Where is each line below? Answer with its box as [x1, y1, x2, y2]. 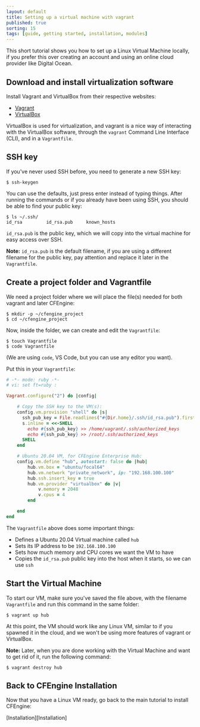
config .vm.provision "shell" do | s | [17, 409, 108, 415]
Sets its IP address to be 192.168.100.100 [14, 542, 116, 549]
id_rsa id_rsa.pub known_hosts [6, 219, 116, 225]
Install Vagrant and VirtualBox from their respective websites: [6, 93, 157, 100]
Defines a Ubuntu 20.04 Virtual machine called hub [14, 536, 139, 543]
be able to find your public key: [6, 202, 82, 209]
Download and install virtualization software [6, 77, 174, 87]
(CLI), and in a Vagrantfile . [6, 134, 73, 142]
